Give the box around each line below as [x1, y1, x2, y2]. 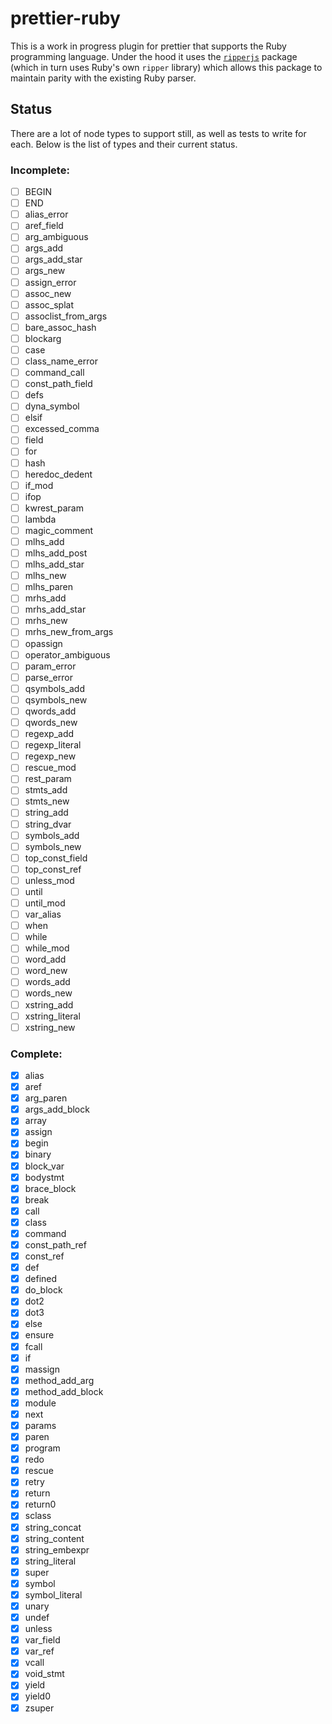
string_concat [24, 1521, 82, 1533]
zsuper [24, 1702, 55, 1714]
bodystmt [24, 1171, 65, 1183]
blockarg [24, 332, 62, 344]
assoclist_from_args [24, 310, 108, 322]
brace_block [24, 1182, 77, 1194]
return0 [24, 1498, 57, 1511]
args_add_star [24, 253, 83, 266]
